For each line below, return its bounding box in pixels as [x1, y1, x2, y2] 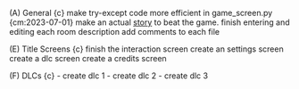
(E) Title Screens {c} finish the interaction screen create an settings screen [9, 44, 284, 54]
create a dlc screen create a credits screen [9, 53, 167, 63]
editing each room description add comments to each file [9, 27, 220, 36]
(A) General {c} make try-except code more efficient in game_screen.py [9, 8, 273, 18]
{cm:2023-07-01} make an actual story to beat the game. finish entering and [9, 17, 290, 28]
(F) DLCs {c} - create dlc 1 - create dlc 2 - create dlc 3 [9, 70, 208, 81]
